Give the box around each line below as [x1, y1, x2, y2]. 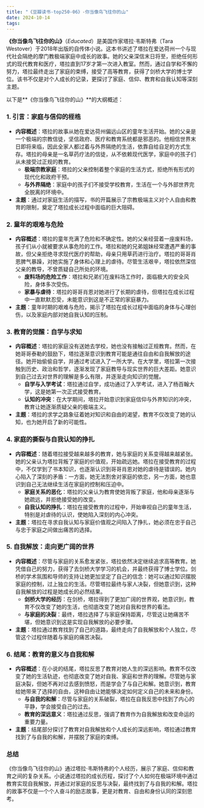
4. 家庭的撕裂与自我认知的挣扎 [6, 435, 95, 444]
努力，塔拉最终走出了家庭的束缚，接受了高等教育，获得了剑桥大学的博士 [6, 68, 187, 75]
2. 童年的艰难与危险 [6, 220, 64, 228]
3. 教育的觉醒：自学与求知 [6, 327, 83, 336]
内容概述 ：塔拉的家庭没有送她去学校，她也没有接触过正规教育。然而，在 [15, 342, 196, 350]
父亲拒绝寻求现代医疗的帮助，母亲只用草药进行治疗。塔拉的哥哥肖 [31, 250, 196, 257]
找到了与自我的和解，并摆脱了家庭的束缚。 [15, 733, 122, 741]
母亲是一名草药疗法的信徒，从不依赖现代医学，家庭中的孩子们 [41, 150, 196, 158]
